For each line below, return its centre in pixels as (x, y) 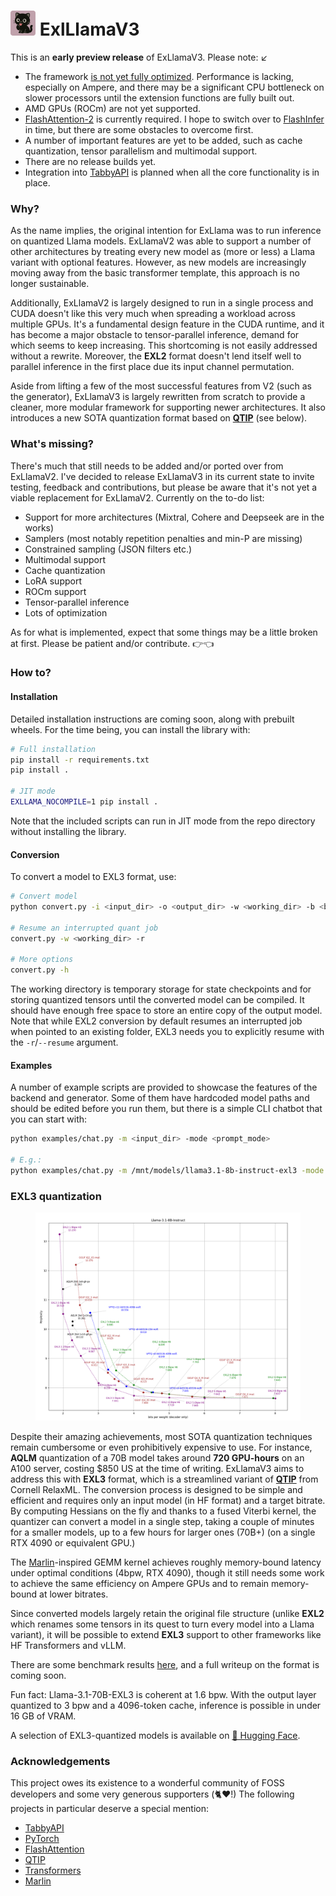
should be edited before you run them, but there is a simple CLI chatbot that (166, 1109)
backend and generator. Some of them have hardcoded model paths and (160, 1098)
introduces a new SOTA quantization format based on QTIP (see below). (159, 418)
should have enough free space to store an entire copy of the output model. (166, 1011)
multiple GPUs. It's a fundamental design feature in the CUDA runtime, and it (167, 324)
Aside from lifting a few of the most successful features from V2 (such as (161, 386)
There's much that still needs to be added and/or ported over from (147, 466)
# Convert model (44, 896)
